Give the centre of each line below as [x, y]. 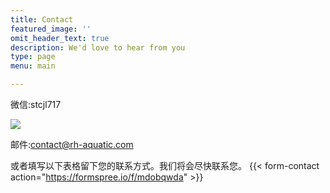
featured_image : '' [51, 29]
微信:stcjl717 [36, 104]
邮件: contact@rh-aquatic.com [72, 144]
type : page [33, 57]
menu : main [33, 66]
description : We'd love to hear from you [98, 47]
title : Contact [42, 19]
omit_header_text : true [60, 38]
